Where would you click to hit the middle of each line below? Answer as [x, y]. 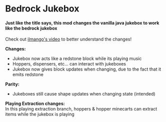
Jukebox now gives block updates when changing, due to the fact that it [87, 69]
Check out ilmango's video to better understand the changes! [68, 39]
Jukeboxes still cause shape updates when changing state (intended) [84, 94]
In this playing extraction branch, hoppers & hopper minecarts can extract [81, 109]
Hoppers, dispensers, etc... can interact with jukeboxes [69, 64]
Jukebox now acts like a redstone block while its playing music [77, 58]
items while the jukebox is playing [40, 114]
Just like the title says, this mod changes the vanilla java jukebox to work [82, 22]
